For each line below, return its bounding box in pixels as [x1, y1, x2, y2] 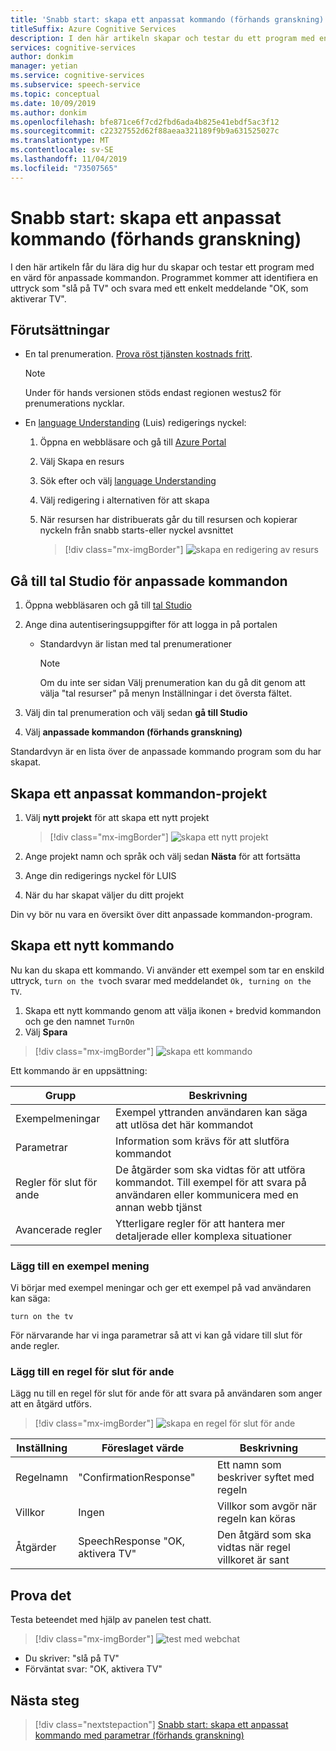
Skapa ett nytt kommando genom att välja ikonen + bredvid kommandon [24, 1004, 322, 1016]
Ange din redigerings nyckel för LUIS [24, 870, 177, 881]
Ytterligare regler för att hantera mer [115, 1216, 286, 1230]
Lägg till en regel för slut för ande [10, 1365, 175, 1379]
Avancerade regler [15, 1222, 103, 1236]
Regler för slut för [15, 1175, 98, 1189]
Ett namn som [216, 1458, 282, 1472]
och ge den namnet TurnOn [24, 1015, 135, 1027]
